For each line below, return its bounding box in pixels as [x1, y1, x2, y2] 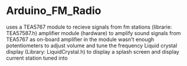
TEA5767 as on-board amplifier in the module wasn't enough [6, 36, 155, 43]
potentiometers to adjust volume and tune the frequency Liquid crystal [6, 42, 178, 49]
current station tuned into [6, 54, 68, 61]
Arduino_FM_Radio [6, 4, 101, 18]
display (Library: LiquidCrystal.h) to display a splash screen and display [6, 48, 180, 55]
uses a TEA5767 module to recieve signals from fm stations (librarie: [6, 23, 172, 30]
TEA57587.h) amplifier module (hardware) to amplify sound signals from [6, 29, 181, 36]
